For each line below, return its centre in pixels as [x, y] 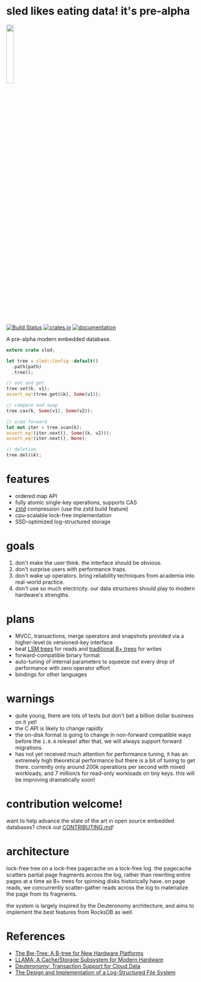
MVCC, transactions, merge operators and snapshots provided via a [99, 636]
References [36, 936]
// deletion [21, 450]
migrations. [29, 747]
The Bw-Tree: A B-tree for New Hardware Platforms [79, 953]
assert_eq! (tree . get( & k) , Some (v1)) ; [54, 394]
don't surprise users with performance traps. [71, 569]
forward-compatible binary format [57, 655]
